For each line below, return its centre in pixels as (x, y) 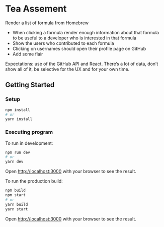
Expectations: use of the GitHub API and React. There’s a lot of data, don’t (82, 64)
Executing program (29, 132)
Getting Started (30, 85)
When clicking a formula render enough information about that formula (86, 32)
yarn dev (14, 162)
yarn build (17, 204)
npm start (16, 195)
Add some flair (28, 54)
